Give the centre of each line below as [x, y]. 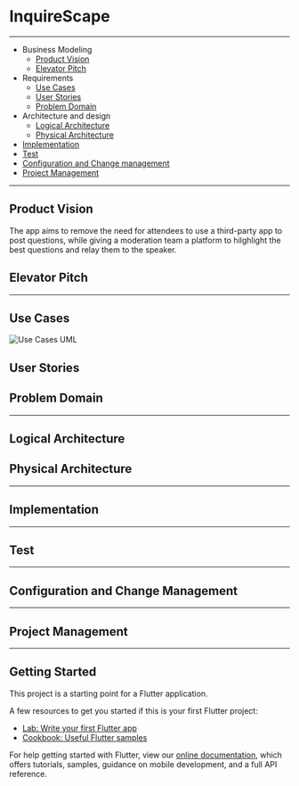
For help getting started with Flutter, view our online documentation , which [146, 755]
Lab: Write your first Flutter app [80, 728]
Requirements [48, 78]
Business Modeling [57, 49]
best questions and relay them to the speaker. [93, 249]
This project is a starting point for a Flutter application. [109, 693]
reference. [28, 774]
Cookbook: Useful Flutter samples [85, 737]
